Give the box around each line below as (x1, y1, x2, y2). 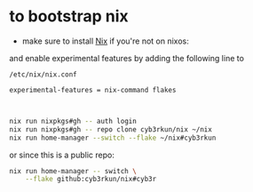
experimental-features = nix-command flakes (9, 85, 177, 94)
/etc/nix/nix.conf (9, 69, 77, 79)
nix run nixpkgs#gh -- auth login (9, 116, 138, 125)
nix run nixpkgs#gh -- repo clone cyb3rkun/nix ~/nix (9, 124, 213, 134)
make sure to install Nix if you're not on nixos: (21, 36, 189, 46)
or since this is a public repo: (9, 149, 115, 160)
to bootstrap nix (9, 6, 129, 27)
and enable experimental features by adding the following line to (9, 52, 244, 63)
